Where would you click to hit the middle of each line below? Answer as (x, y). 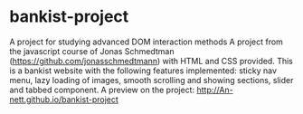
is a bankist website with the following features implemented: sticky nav (143, 71)
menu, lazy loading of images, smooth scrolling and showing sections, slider (151, 80)
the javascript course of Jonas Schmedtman (92, 51)
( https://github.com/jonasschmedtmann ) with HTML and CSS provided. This (151, 61)
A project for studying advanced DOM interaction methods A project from (146, 42)
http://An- (215, 90)
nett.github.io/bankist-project (64, 99)
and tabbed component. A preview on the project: (102, 90)
